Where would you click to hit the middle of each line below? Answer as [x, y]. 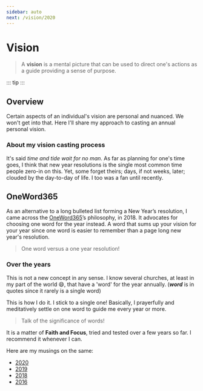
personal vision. [26, 129]
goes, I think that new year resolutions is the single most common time [95, 165]
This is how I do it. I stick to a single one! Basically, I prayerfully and [90, 302]
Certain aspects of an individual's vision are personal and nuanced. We [95, 117]
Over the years [29, 265]
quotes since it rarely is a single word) [54, 291]
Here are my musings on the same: [50, 350]
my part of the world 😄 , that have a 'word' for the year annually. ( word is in [100, 284]
